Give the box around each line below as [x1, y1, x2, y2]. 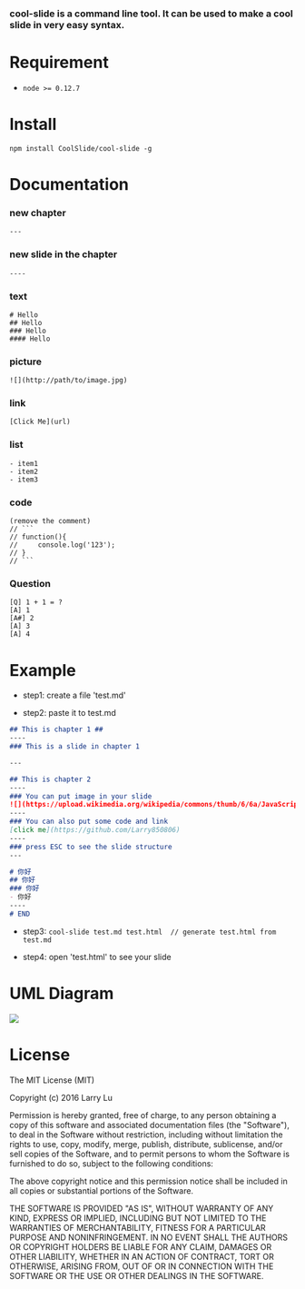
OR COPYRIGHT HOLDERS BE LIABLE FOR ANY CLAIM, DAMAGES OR [9, 1241, 272, 1252]
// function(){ [9, 532, 67, 542]
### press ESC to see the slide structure [9, 842, 172, 851]
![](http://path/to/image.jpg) [9, 376, 128, 385]
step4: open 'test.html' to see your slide [22, 951, 172, 962]
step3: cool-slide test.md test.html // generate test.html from [22, 926, 277, 937]
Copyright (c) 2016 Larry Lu [9, 1092, 113, 1103]
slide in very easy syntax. [9, 18, 125, 31]
